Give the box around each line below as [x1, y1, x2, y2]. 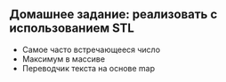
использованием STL [9, 21, 135, 36]
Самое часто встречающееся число [21, 44, 161, 55]
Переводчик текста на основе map [21, 63, 156, 73]
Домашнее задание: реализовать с [9, 7, 218, 22]
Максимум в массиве [21, 53, 105, 64]
